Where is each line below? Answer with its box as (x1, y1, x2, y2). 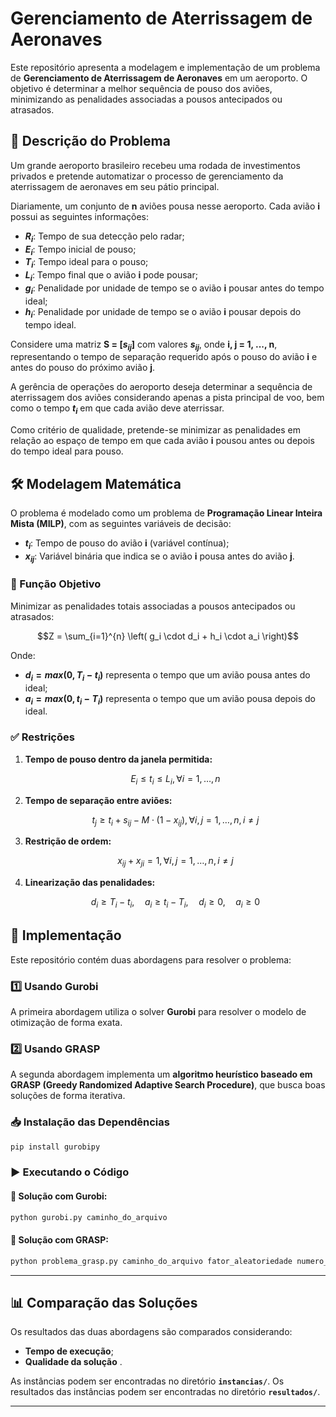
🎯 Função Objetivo (10, 577, 102, 591)
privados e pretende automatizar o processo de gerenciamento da (10, 170, 284, 182)
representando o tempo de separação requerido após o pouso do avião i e (10, 351, 318, 363)
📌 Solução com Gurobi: (10, 1190, 108, 1202)
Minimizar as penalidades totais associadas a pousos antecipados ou (10, 600, 296, 612)
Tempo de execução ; (24, 1345, 114, 1357)
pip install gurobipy (10, 1142, 101, 1152)
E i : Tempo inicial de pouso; (24, 243, 137, 257)
